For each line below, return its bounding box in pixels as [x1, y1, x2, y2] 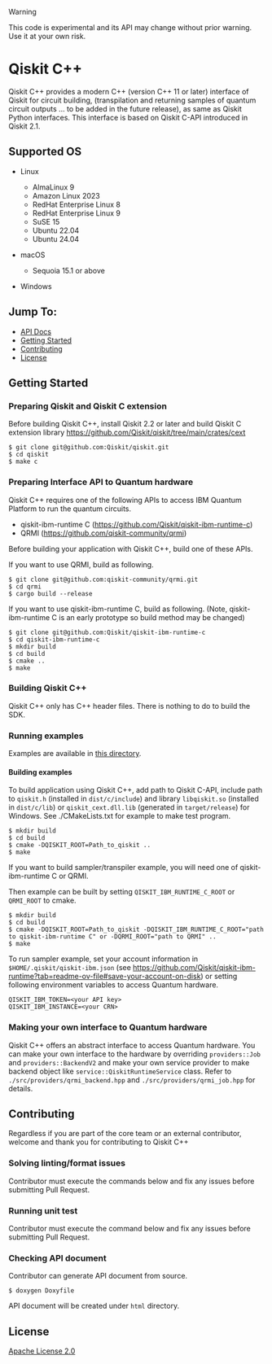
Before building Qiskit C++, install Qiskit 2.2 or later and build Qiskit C [8, 419, 242, 429]
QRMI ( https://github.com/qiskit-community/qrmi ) [20, 528, 187, 538]
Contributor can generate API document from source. [8, 1271, 188, 1281]
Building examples [8, 767, 72, 776]
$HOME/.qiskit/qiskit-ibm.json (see [8, 963, 132, 973]
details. [8, 1083, 33, 1093]
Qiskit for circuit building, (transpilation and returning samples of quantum [8, 95, 257, 105]
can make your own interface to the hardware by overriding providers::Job [8, 1049, 261, 1059]
